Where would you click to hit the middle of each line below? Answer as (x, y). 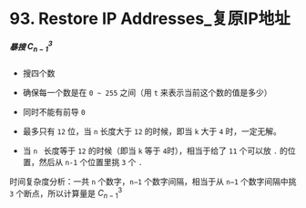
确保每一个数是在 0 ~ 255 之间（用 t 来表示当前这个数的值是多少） (147, 92)
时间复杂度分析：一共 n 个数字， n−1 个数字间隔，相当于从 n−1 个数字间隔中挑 (153, 181)
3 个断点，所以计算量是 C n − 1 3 (66, 193)
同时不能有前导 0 (54, 111)
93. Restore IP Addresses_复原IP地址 (150, 19)
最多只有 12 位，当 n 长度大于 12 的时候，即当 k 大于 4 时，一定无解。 (152, 131)
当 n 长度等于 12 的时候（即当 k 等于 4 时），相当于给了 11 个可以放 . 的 (155, 151)
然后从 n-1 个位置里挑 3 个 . (91, 161)
